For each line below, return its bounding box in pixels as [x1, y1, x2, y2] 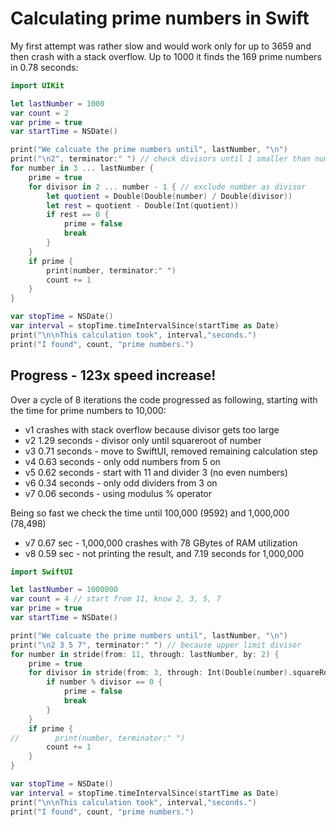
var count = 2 [10, 108, 70, 118]
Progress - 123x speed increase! [10, 367, 217, 384]
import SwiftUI [10, 567, 74, 577]
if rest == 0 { [46, 210, 110, 220]
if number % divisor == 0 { [46, 677, 163, 687]
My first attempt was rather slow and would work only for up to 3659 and [10, 40, 312, 52]
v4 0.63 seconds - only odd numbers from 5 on [24, 455, 221, 467]
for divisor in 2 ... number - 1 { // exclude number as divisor [28, 182, 307, 192]
